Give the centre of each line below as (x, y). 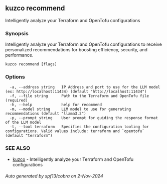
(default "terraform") (29, 136)
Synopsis (17, 33)
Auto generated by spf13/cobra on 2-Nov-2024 (54, 176)
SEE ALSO (18, 148)
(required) (17, 101)
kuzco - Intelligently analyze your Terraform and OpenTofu (73, 159)
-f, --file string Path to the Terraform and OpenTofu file (79, 96)
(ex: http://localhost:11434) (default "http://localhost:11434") (76, 92)
